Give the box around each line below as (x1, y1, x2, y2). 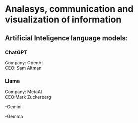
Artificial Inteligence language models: (5, 34, 128, 42)
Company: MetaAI (5, 89, 42, 95)
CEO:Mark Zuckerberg (5, 94, 51, 100)
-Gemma (5, 113, 23, 120)
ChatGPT (5, 49, 28, 56)
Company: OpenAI (5, 60, 43, 65)
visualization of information (5, 14, 122, 25)
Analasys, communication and (5, 3, 134, 15)
